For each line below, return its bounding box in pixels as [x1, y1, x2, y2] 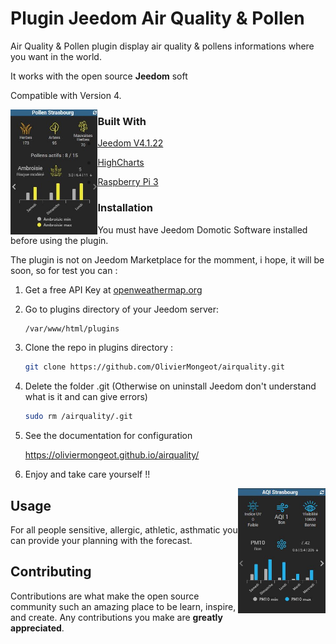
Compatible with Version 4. [10, 89, 122, 101]
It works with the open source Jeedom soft [10, 70, 188, 82]
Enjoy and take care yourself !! [24, 468, 151, 481]
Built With [97, 114, 147, 128]
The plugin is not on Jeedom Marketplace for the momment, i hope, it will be [10, 253, 325, 266]
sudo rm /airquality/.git [24, 412, 133, 422]
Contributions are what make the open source [10, 590, 200, 602]
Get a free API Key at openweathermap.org [24, 283, 203, 296]
